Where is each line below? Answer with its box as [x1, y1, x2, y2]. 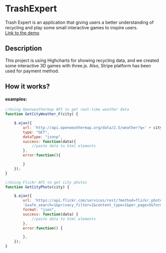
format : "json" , [23, 207, 56, 212]
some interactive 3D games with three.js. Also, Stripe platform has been [5, 62, 152, 68]
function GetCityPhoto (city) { [5, 184, 70, 190]
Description [5, 44, 42, 52]
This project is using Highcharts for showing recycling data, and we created [5, 57, 159, 63]
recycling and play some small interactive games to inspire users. [5, 24, 138, 30]
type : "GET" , [23, 130, 50, 135]
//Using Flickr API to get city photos [5, 180, 87, 185]
